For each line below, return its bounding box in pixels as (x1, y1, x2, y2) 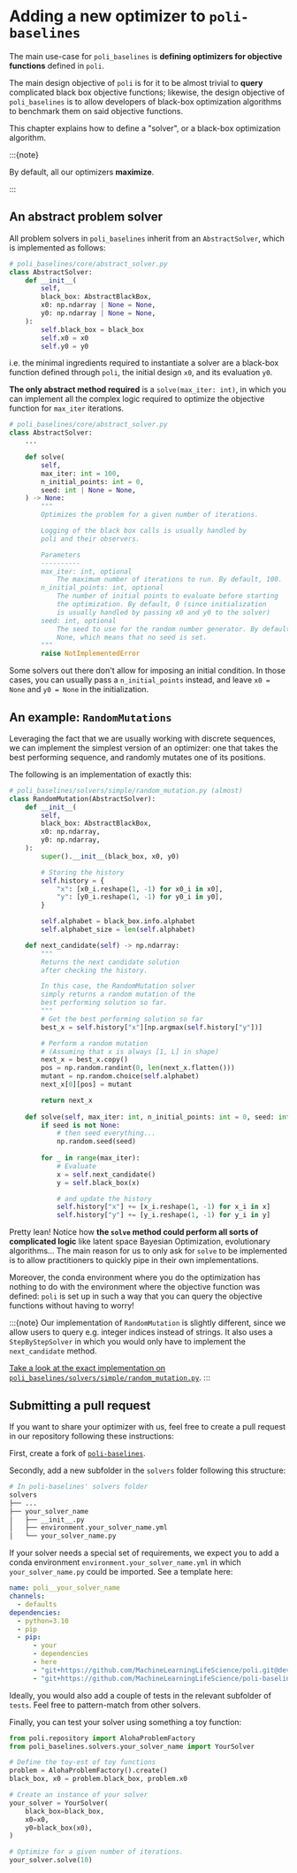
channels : (9, 1592, 46, 1600)
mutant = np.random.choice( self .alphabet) (41, 1072, 200, 1081)
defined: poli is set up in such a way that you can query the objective (9, 1291, 263, 1302)
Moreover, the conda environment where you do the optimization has (9, 1272, 261, 1283)
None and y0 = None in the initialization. (9, 684, 149, 695)
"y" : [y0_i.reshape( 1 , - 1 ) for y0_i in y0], (56, 892, 224, 902)
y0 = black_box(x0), (25, 1823, 93, 1832)
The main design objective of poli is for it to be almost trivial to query (9, 77, 263, 88)
